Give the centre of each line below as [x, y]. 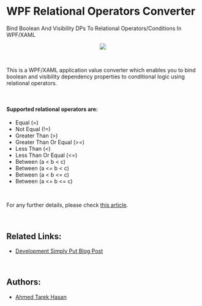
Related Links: [34, 236]
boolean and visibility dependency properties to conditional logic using [96, 76]
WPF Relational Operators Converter [101, 11]
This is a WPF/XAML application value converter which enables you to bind [101, 70]
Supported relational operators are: [52, 109]
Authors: [24, 282]
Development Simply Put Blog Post [59, 251]
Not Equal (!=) [33, 129]
